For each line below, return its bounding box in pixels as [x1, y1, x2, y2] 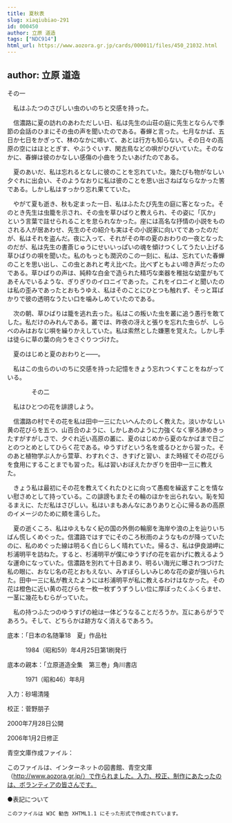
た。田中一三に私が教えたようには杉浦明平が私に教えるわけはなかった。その [7, 576, 225, 584]
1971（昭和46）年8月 [25, 675, 86, 684]
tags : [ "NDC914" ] [7, 36, 57, 43]
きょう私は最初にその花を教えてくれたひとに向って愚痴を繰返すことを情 [12, 483, 218, 492]
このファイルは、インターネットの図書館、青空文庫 [7, 763, 153, 771]
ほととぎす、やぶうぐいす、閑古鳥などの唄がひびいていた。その [37, 144, 218, 153]
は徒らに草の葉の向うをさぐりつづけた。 [7, 335, 123, 343]
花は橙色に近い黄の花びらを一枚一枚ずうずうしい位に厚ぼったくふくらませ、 [7, 584, 225, 592]
